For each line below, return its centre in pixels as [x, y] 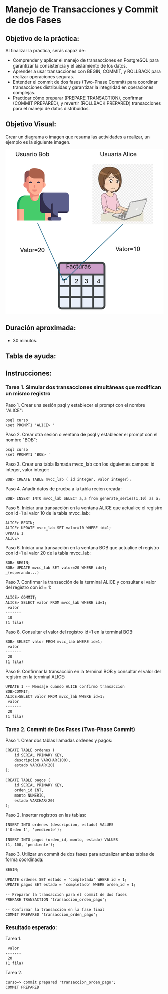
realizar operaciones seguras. [43, 76]
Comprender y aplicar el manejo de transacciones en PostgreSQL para [86, 60]
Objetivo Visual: [31, 124]
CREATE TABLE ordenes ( [30, 750]
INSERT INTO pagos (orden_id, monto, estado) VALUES [62, 840]
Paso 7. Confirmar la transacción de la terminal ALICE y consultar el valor [81, 582]
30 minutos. [25, 340]
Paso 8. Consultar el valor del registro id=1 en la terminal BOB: [70, 632]
